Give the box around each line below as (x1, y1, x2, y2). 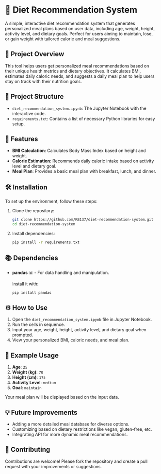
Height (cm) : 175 (12, 374, 46, 380)
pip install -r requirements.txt (12, 240, 80, 245)
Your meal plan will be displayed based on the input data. (5, 394, 119, 400)
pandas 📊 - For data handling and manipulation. (12, 270, 109, 275)
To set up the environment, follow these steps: (5, 199, 98, 204)
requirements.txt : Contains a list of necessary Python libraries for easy (12, 116, 155, 121)
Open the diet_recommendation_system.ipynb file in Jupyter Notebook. (12, 317, 152, 322)
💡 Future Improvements (5, 408, 78, 417)
